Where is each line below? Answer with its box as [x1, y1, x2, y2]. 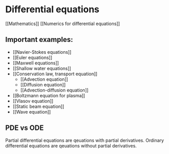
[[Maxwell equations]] [12, 60, 59, 66]
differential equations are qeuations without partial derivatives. [5, 142, 137, 149]
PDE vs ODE [5, 124, 44, 133]
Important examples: [5, 35, 73, 44]
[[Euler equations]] [12, 54, 53, 60]
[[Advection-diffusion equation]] [20, 87, 89, 93]
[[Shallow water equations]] [12, 65, 71, 71]
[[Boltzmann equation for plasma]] [12, 92, 85, 98]
